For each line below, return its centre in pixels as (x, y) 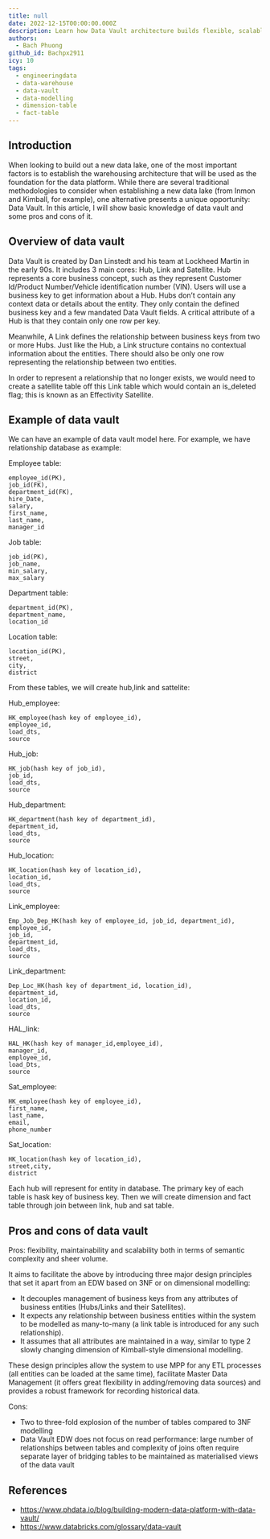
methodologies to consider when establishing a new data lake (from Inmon (132, 191)
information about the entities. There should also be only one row (117, 353)
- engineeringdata (47, 76)
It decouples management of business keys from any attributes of (129, 1298)
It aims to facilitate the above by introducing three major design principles (130, 1274)
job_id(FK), (28, 485)
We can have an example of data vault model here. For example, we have (129, 439)
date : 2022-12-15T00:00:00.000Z (62, 23)
